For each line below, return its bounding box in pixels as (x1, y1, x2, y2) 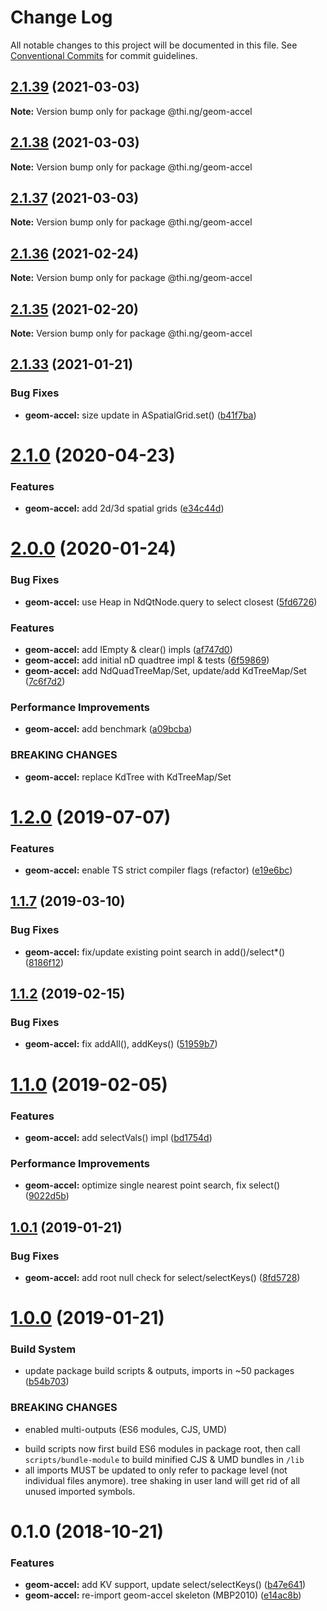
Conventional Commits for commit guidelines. (10, 49, 198, 61)
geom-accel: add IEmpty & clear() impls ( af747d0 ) (24, 643, 233, 655)
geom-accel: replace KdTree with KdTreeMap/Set (24, 771, 232, 783)
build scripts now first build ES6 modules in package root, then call (24, 1442, 301, 1455)
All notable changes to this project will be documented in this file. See (10, 39, 298, 51)
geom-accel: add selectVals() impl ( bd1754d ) (24, 1131, 213, 1143)
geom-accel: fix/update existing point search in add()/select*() (24, 946, 286, 958)
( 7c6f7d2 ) (24, 675, 66, 687)
